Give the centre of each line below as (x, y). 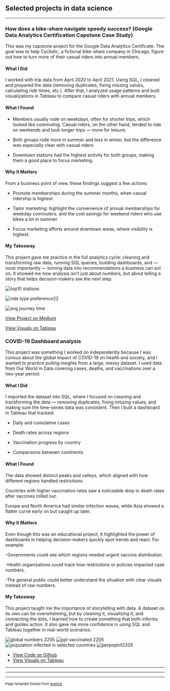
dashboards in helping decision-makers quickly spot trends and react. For (82, 539)
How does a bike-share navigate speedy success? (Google (79, 28)
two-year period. (23, 374)
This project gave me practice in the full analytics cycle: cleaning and (77, 257)
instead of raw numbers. (31, 585)
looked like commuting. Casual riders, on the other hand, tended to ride (87, 124)
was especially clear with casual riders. (54, 145)
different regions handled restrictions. (45, 481)
